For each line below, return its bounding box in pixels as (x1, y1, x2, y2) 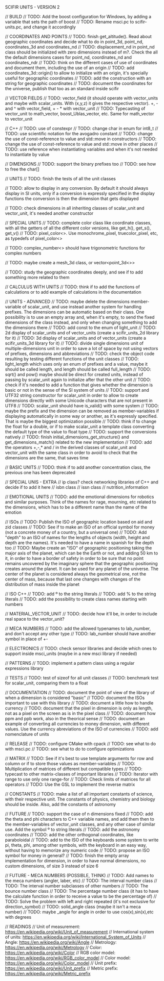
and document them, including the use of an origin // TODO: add (5, 65, 135, 71)
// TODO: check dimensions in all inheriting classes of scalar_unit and (5, 205, 144, 211)
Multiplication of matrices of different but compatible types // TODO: (5, 766, 143, 772)
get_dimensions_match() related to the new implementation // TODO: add (5, 439, 152, 445)
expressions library (5, 665, 44, 671)
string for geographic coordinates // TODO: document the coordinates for (5, 80, 153, 86)
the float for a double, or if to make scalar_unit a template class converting (5, 424, 155, 429)
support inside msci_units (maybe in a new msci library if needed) (5, 651, 138, 656)
